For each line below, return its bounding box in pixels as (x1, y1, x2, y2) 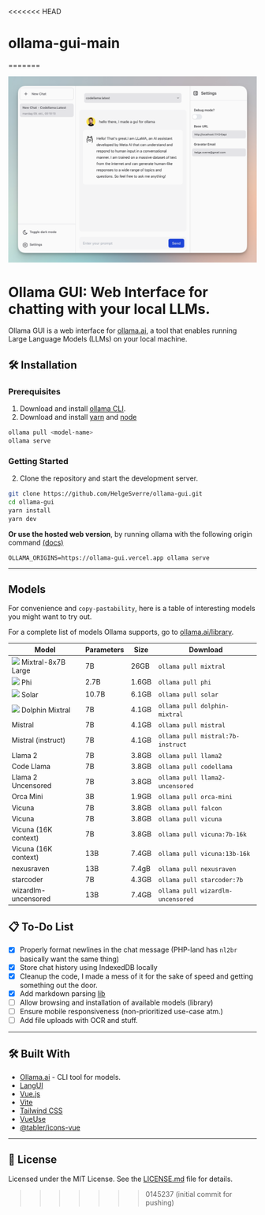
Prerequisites (8, 386, 61, 397)
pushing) (145, 1198, 175, 1207)
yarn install (8, 506, 51, 515)
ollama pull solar (158, 691, 219, 699)
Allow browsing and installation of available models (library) (19, 998, 214, 1007)
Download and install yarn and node (19, 413, 137, 422)
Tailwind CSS (19, 1106, 63, 1115)
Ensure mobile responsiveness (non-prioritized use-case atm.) (19, 1006, 223, 1016)
